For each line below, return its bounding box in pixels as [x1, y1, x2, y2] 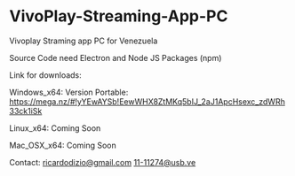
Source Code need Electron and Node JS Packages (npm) [9, 52, 222, 63]
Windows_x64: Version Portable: [9, 87, 129, 97]
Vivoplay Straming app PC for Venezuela [9, 35, 158, 46]
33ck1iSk [9, 105, 43, 116]
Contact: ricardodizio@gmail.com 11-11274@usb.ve [9, 157, 196, 167]
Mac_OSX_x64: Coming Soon [9, 140, 117, 150]
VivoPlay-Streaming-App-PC [9, 6, 228, 27]
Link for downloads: [9, 69, 82, 80]
